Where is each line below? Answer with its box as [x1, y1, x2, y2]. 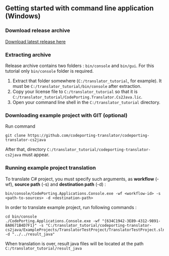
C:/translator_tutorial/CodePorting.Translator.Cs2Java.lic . [12, 93, 142, 100]
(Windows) [5, 12, 41, 21]
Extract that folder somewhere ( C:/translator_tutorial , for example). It [12, 78, 162, 84]
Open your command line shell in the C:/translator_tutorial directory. [12, 99, 160, 105]
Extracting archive [5, 51, 51, 58]
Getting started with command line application [5, 4, 154, 13]
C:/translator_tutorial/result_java [5, 246, 82, 251]
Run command [5, 123, 36, 129]
